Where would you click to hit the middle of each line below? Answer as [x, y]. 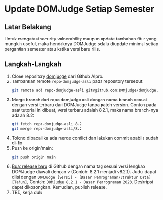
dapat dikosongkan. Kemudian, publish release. [59, 187]
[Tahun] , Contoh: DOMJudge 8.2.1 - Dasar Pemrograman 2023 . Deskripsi [82, 182]
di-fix [17, 143]
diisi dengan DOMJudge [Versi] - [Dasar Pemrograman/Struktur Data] [81, 177]
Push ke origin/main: [32, 148]
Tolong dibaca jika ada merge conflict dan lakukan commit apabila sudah [85, 138]
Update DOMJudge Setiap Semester [80, 9]
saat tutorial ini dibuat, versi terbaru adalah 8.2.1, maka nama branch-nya [85, 110]
